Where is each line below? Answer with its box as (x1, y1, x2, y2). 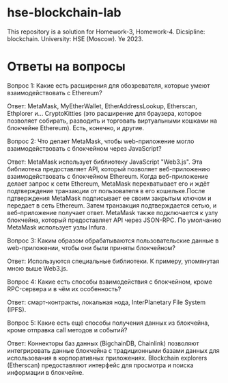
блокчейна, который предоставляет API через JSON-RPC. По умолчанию (7, 216, 222, 224)
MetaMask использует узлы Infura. (7, 223, 108, 231)
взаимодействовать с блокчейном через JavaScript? (7, 144, 162, 152)
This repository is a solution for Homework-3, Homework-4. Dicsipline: (7, 27, 205, 36)
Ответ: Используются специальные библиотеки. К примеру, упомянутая (7, 257, 220, 265)
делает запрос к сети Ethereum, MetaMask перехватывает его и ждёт (7, 180, 210, 188)
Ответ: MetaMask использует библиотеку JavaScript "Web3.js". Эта (7, 158, 203, 166)
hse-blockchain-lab (7, 5, 122, 21)
